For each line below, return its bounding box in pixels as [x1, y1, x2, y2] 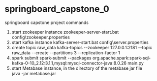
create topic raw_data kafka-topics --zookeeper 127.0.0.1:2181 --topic [11, 44, 153, 50]
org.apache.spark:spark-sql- [92, 55, 151, 61]
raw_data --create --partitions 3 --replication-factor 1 [11, 50, 120, 56]
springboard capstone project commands [4, 20, 89, 25]
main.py [127, 60, 144, 66]
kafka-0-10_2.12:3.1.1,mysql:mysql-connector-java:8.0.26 [11, 60, 126, 66]
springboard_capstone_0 [4, 3, 109, 15]
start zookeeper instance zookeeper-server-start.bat [11, 29, 119, 35]
